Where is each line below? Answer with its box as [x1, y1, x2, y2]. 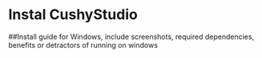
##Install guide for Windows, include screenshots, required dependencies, [8, 32, 255, 41]
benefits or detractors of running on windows [8, 40, 159, 49]
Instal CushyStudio [8, 6, 138, 24]
